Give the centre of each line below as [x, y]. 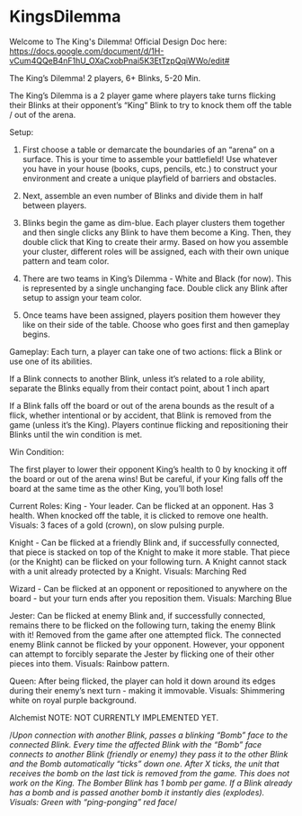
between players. [54, 205]
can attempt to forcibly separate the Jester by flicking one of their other [142, 654]
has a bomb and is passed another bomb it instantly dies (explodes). [137, 792]
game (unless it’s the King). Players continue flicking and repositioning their [149, 424]
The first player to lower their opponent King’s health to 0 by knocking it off [148, 469]
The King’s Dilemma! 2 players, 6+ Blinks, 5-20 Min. [105, 77]
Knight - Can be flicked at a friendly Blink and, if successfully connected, [145, 542]
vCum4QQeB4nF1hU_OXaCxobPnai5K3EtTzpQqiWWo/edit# [120, 60]
